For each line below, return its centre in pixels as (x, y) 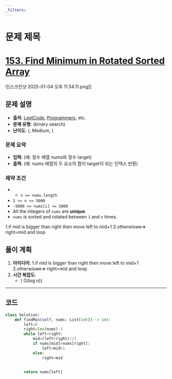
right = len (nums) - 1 (43, 329)
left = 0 (31, 324)
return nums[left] (43, 372)
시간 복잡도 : (24, 274)
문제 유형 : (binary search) (39, 124)
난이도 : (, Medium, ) (33, 130)
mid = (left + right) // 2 (55, 339)
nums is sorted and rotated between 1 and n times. (65, 217)
